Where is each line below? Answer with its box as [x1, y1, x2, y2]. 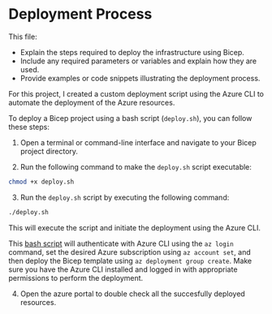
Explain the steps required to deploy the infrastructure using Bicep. [19, 47, 245, 57]
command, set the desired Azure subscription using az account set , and [8, 247, 252, 256]
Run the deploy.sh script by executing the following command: [19, 192, 230, 202]
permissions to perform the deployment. [8, 273, 144, 282]
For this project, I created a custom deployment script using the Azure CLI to [8, 88, 264, 98]
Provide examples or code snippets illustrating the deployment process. [19, 73, 261, 83]
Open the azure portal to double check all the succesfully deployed [19, 289, 245, 299]
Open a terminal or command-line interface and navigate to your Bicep [19, 137, 257, 147]
